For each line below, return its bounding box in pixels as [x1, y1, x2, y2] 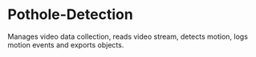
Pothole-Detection [7, 6, 133, 24]
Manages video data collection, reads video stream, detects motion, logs [7, 32, 248, 41]
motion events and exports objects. [7, 40, 124, 49]
